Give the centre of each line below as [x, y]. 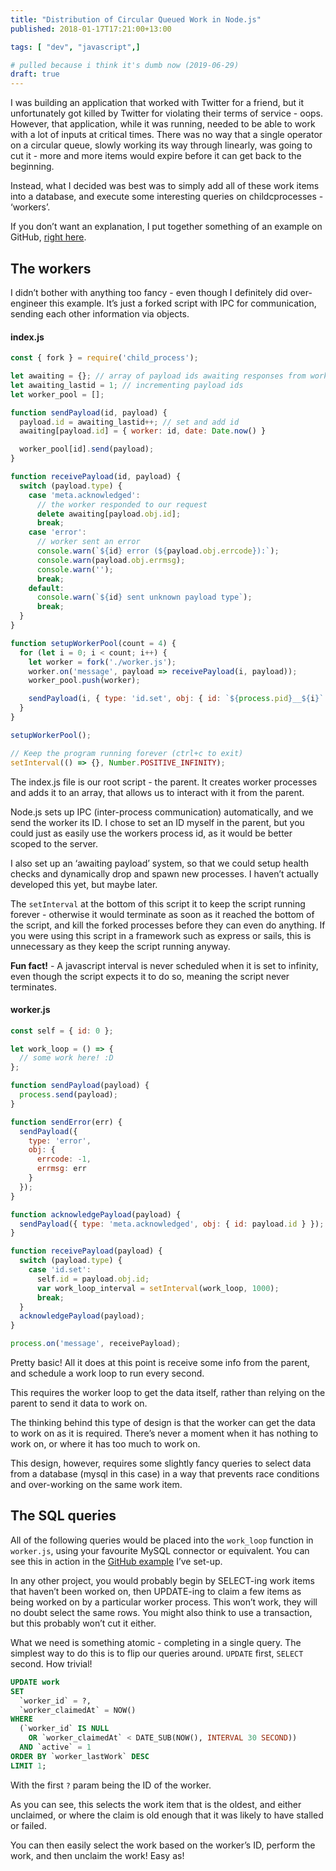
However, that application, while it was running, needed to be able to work [163, 124]
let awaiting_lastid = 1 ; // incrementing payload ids [127, 385]
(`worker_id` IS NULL [64, 1729]
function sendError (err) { [66, 1122]
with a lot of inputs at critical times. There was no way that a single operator [166, 135]
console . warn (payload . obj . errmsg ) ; [111, 560]
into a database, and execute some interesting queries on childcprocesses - [167, 197]
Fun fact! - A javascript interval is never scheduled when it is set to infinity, [164, 965]
